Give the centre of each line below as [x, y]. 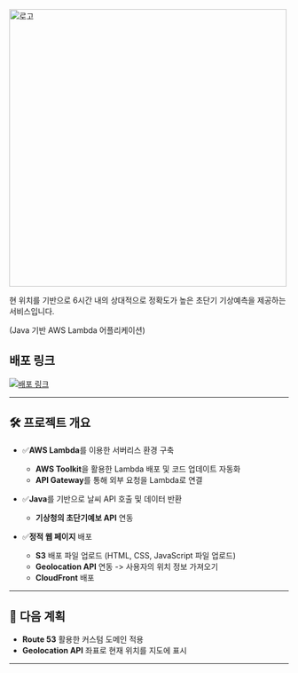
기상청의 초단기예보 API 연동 [84, 518]
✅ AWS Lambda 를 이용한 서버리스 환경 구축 [98, 450]
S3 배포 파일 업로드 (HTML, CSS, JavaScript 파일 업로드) [136, 555]
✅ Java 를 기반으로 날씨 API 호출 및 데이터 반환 [102, 499]
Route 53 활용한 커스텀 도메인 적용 [82, 639]
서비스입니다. [32, 311]
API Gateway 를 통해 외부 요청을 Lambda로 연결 [119, 479]
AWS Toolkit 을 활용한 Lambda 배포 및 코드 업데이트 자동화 [138, 469]
